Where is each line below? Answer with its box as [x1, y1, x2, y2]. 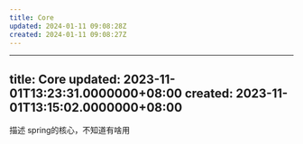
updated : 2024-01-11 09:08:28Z [9, 22, 127, 31]
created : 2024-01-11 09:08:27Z [9, 30, 127, 39]
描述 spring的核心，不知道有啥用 [9, 125, 131, 136]
